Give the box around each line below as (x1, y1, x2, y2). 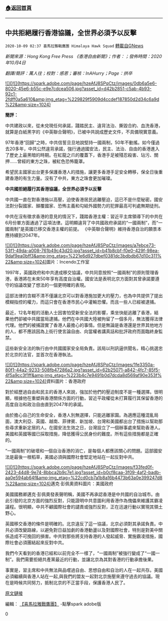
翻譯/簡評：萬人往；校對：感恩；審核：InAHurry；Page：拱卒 (5, 70, 132, 76)
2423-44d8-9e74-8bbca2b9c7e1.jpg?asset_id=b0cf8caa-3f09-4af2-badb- (5, 470, 161, 476)
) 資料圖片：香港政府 (44, 378, 86, 384)
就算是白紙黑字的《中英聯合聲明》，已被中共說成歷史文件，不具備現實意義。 (5, 129, 161, 135)
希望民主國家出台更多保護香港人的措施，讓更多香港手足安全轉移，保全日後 (5, 169, 158, 175)
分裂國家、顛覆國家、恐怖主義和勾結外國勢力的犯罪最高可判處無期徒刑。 (13, 203, 163, 209)
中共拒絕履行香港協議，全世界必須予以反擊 (5, 29, 136, 37)
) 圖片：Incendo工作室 (44, 259, 90, 265)
